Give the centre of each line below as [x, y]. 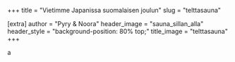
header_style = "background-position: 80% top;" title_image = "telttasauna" [117, 31]
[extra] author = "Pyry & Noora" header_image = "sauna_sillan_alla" [106, 24]
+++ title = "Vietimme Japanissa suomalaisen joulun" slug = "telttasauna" [114, 10]
